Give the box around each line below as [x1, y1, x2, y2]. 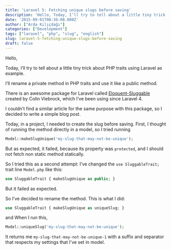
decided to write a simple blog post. [5, 111, 81, 117]
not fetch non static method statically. [5, 151, 85, 157]
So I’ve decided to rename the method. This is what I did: [5, 195, 125, 201]
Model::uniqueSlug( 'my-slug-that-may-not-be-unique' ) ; [5, 224, 125, 230]
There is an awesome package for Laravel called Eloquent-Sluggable [5, 90, 151, 96]
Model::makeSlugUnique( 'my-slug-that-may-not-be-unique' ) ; [5, 136, 134, 141]
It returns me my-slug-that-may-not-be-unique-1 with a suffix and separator [5, 234, 164, 240]
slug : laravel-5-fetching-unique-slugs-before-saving [5, 36, 123, 41]
